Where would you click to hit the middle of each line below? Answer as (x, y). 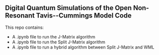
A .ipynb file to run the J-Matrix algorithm (54, 37)
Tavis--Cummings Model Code (84, 16)
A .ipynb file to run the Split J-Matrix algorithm (59, 42)
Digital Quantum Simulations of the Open (69, 8)
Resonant (20, 16)
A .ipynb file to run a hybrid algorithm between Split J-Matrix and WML (83, 47)
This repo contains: (24, 27)
